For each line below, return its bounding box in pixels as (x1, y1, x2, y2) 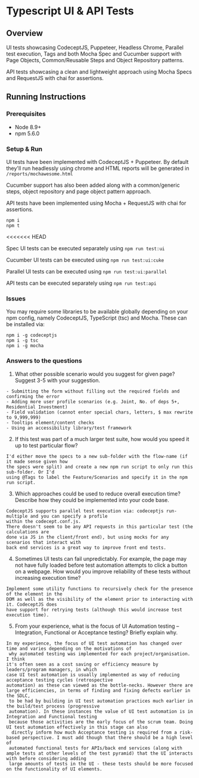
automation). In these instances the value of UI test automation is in (8, 708, 194, 715)
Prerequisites (6, 110, 46, 118)
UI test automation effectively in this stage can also (6, 724, 148, 730)
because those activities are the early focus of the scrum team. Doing (8, 719, 194, 725)
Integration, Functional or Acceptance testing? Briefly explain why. (14, 628, 178, 636)
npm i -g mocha (6, 343, 44, 349)
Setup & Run (6, 145, 43, 153)
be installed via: (6, 321, 45, 328)
